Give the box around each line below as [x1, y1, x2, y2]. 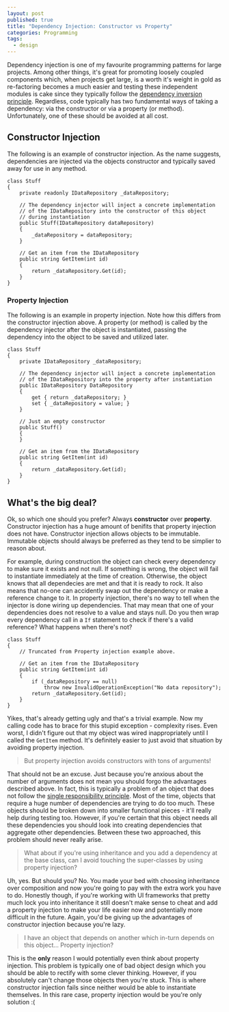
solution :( [7, 998, 36, 1006]
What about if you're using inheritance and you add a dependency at [23, 848, 217, 857]
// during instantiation [19, 213, 90, 220]
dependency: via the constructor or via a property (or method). [7, 104, 185, 112]
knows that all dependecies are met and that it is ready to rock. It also [7, 579, 203, 587]
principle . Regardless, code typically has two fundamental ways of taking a [7, 97, 219, 105]
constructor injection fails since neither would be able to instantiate [7, 983, 196, 991]
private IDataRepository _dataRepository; [19, 358, 142, 365]
